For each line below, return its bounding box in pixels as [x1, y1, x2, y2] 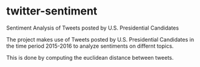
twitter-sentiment [6, 4, 98, 18]
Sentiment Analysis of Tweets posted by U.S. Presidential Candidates [6, 24, 179, 31]
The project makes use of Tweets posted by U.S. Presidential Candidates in [6, 36, 195, 43]
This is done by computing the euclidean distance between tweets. [6, 54, 174, 61]
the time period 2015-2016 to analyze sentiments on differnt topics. [6, 42, 174, 49]
